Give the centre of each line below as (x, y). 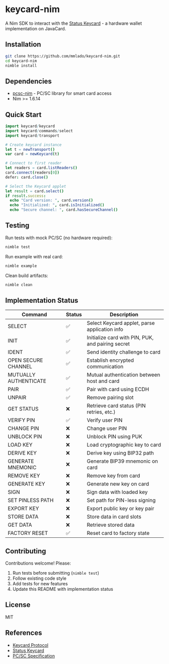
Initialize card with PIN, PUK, (120, 338)
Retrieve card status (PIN (116, 406)
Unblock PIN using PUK (114, 436)
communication (105, 367)
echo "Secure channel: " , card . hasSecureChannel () (64, 210)
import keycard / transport (32, 135)
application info (105, 329)
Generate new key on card (118, 484)
